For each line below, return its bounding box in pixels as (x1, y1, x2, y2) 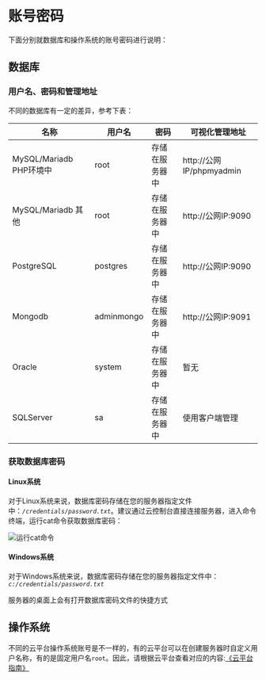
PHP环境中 (12, 164, 53, 175)
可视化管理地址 (190, 126, 247, 137)
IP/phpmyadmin (182, 165, 241, 176)
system (94, 361, 122, 372)
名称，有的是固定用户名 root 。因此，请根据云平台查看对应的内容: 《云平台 (14, 653, 253, 663)
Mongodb (12, 311, 49, 322)
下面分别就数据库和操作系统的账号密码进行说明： (8, 35, 168, 44)
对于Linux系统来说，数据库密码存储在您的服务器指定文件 (8, 496, 192, 506)
